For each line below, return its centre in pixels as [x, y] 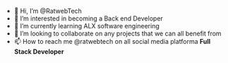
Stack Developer [39, 52]
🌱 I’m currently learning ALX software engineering [87, 26]
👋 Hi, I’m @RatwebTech [48, 11]
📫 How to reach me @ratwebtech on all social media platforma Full [112, 41]
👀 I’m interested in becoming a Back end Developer [89, 18]
